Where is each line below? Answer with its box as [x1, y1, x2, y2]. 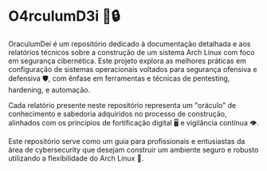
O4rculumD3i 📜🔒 [8, 7, 121, 26]
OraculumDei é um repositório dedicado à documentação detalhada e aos [8, 38, 251, 49]
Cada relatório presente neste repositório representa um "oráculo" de [8, 100, 237, 109]
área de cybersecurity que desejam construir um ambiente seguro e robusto [8, 145, 259, 154]
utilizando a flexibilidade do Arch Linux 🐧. [8, 153, 144, 163]
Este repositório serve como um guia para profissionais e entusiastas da [8, 136, 245, 145]
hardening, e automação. [8, 85, 91, 94]
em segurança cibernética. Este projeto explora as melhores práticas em [8, 56, 247, 66]
